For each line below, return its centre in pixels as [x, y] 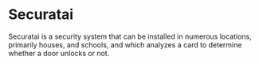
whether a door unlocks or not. [59, 53]
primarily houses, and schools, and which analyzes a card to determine [125, 44]
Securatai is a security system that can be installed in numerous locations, [130, 36]
